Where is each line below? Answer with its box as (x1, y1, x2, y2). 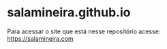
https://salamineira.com (7, 34, 74, 42)
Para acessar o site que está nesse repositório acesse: (7, 27, 161, 35)
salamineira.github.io (7, 5, 131, 20)
